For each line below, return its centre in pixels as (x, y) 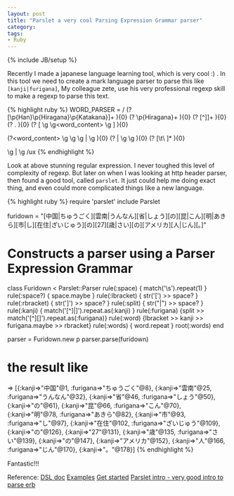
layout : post (26, 14)
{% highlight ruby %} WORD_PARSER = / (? (70, 110)
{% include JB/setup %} (42, 60)
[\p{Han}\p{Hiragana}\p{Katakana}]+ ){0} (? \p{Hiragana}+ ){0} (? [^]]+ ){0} (117, 117)
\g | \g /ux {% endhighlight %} (51, 152)
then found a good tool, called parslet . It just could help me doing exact (111, 181)
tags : (15, 33)
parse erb (21, 485)
